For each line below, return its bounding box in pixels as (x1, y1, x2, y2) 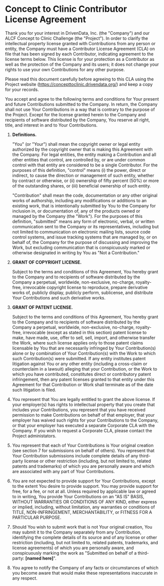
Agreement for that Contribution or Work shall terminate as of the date (12, 381, 154, 387)
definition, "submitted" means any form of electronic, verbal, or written (12, 218, 155, 224)
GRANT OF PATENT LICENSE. (12, 304, 73, 310)
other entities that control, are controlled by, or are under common (12, 157, 145, 162)
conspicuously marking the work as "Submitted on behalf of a (12, 550, 137, 556)
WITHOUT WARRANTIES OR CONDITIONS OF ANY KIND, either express (12, 499, 157, 505)
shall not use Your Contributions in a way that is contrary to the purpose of (5, 107, 155, 112)
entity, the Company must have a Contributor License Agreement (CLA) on (5, 46, 155, 52)
